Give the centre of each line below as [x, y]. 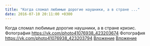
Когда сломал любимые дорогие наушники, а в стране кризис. [71, 28]
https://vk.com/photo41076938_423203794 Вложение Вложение [71, 38]
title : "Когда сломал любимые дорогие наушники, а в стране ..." [72, 9]
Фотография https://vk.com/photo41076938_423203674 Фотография [75, 33]
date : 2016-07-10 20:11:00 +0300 [39, 14]
